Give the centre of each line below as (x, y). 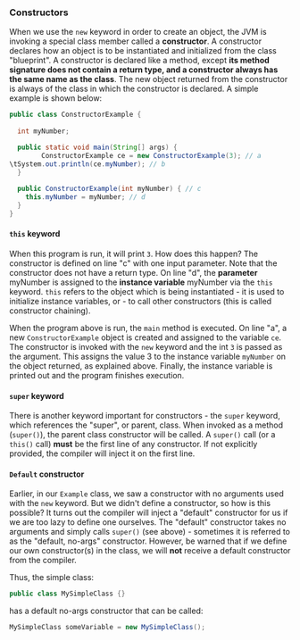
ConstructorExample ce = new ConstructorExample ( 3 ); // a (151, 155)
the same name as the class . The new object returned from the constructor (149, 79)
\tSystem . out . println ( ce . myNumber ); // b (87, 164)
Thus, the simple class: (52, 578)
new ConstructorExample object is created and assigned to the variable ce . (146, 337)
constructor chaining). (50, 311)
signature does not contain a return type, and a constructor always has (144, 70)
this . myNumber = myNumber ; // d (85, 197)
